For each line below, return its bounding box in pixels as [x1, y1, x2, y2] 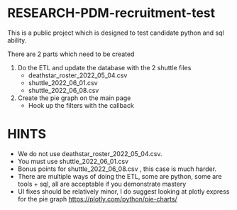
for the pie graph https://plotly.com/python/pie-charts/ [17, 194, 177, 203]
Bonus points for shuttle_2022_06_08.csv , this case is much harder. [17, 165, 217, 173]
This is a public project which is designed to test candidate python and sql [7, 28, 225, 37]
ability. [7, 35, 27, 44]
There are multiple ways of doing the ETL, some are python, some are [17, 172, 222, 180]
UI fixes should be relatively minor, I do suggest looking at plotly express [17, 187, 230, 196]
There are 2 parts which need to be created [7, 50, 135, 58]
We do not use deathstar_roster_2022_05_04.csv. [17, 149, 162, 157]
